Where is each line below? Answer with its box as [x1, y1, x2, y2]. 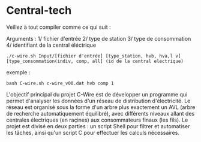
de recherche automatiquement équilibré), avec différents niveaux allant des [6, 110, 195, 117]
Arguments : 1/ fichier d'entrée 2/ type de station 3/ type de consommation [6, 35, 191, 42]
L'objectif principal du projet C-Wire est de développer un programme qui [6, 90, 188, 98]
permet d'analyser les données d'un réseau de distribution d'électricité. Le [6, 97, 191, 104]
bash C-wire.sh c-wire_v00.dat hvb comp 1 [6, 80, 114, 86]
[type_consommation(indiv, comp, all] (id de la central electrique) [6, 58, 184, 64]
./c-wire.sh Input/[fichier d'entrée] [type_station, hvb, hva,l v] [6, 53, 181, 59]
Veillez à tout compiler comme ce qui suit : [6, 23, 111, 31]
